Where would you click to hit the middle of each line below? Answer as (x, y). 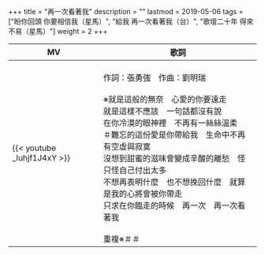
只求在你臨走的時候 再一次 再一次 (170, 205)
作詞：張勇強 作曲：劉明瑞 (155, 78)
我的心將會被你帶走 (147, 194)
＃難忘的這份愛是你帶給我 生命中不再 (174, 135)
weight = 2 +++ (82, 31)
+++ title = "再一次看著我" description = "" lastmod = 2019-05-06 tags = (126, 11)
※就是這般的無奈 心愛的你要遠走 (165, 99)
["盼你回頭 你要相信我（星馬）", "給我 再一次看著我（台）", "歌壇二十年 (123, 21)
